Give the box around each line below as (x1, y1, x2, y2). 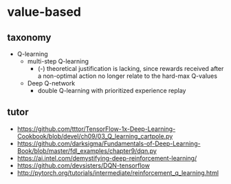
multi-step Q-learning (27, 57, 89, 65)
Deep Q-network (27, 79, 76, 87)
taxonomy (7, 32, 52, 43)
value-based (7, 4, 81, 20)
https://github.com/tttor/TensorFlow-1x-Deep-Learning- (16, 125, 176, 133)
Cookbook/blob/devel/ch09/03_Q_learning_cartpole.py (16, 132, 173, 140)
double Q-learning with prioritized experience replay (37, 87, 186, 94)
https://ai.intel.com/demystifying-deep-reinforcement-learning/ (16, 154, 197, 162)
